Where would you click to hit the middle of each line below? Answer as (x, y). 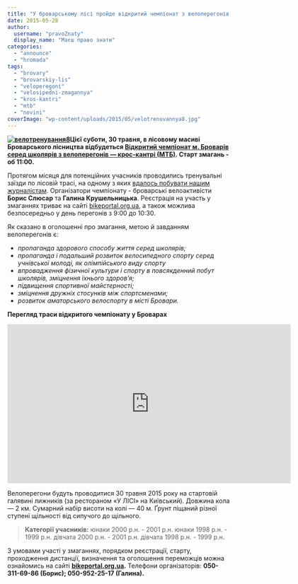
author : (19, 27)
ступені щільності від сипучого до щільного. (74, 515)
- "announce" (33, 54)
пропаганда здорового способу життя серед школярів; (102, 247)
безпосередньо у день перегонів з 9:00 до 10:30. (81, 213)
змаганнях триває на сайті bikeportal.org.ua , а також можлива (102, 205)
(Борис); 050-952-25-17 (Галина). (92, 573)
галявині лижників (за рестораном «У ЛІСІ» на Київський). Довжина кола (119, 501)
